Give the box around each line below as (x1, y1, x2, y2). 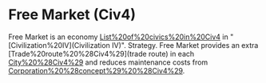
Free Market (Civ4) (8, 6, 137, 24)
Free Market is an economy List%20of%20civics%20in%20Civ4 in (8, 32, 229, 41)
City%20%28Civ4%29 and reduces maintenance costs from (8, 57, 208, 67)
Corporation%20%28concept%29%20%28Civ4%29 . (8, 65, 185, 75)
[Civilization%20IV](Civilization (8, 40, 110, 49)
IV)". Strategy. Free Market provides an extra (111, 40, 259, 49)
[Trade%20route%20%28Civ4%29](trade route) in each (8, 49, 195, 58)
